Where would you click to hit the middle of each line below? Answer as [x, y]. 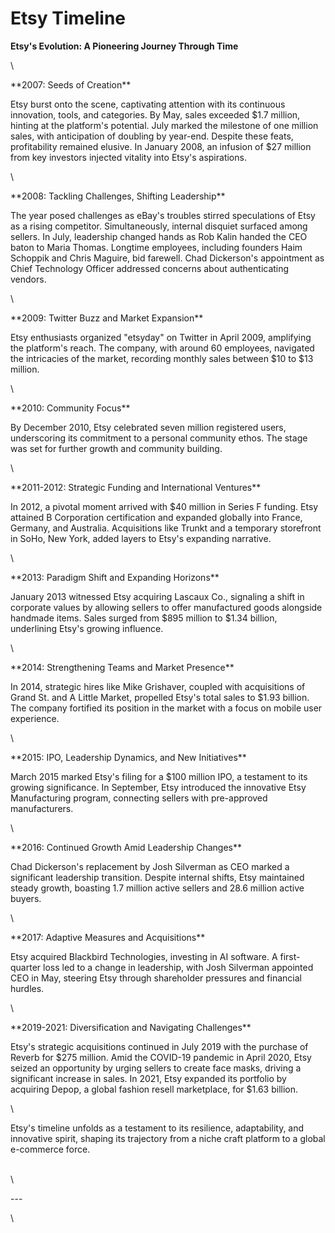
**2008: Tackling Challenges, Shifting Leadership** [118, 196]
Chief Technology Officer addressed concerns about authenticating [150, 268]
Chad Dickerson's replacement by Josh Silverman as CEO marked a [150, 866]
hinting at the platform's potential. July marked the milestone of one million [164, 125]
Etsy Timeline [68, 18]
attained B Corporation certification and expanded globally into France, [156, 517]
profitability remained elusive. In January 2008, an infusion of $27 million [161, 146]
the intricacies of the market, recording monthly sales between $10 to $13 [162, 358]
